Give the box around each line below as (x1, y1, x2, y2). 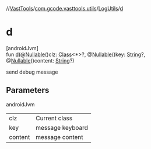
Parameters (6, 85, 50, 95)
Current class (36, 114, 73, 122)
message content (36, 133, 83, 141)
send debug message (6, 68, 58, 75)
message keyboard (36, 123, 89, 131)
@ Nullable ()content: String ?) (6, 57, 75, 64)
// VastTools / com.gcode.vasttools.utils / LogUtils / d (6, 5, 124, 12)
